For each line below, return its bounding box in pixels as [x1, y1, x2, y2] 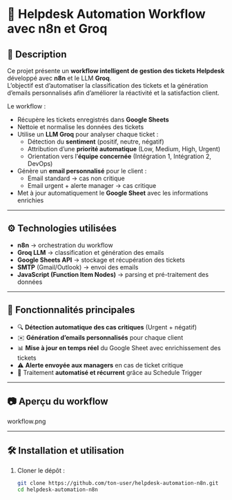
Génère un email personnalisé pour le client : [17, 167, 147, 175]
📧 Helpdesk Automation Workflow [7, 6, 206, 22]
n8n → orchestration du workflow [17, 241, 113, 249]
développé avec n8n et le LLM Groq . [7, 74, 112, 82]
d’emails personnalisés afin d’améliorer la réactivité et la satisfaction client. [7, 89, 220, 97]
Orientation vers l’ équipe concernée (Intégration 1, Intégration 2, [27, 152, 212, 160]
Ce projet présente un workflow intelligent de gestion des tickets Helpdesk [7, 67, 225, 75]
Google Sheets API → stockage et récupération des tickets [17, 256, 185, 264]
